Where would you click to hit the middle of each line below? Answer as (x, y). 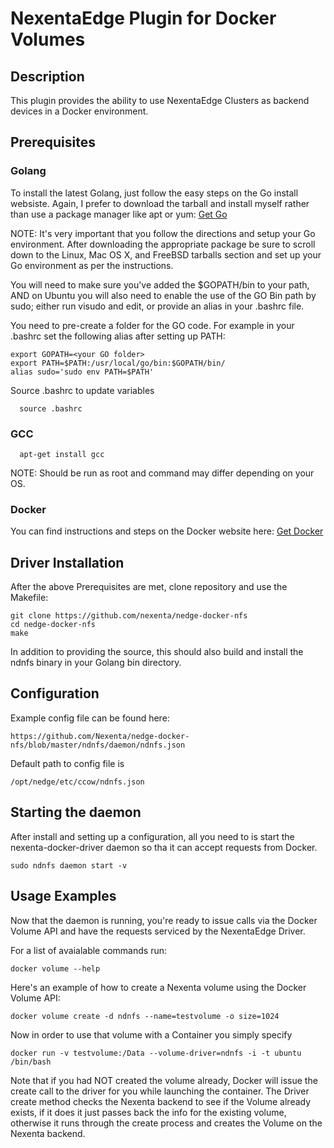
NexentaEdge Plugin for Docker (143, 18)
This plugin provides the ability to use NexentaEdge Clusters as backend (160, 100)
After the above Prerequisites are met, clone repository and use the (149, 587)
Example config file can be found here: (90, 718)
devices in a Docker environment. (79, 111)
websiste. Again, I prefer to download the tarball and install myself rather (160, 203)
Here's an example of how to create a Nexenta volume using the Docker (158, 987)
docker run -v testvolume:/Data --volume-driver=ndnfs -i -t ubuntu (156, 1053)
